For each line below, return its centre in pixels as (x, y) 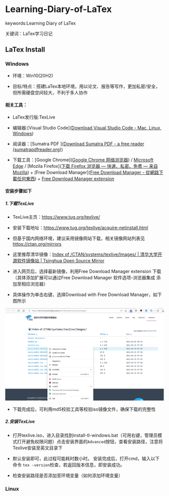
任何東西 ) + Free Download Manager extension (66, 178)
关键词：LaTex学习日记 (29, 33)
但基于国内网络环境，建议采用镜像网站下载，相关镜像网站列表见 (78, 238)
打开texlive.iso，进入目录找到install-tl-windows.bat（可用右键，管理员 (85, 435)
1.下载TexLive (20, 204)
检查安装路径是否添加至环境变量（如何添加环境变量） (68, 475)
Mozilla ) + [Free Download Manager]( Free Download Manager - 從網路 (86, 172)
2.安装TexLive (20, 422)
